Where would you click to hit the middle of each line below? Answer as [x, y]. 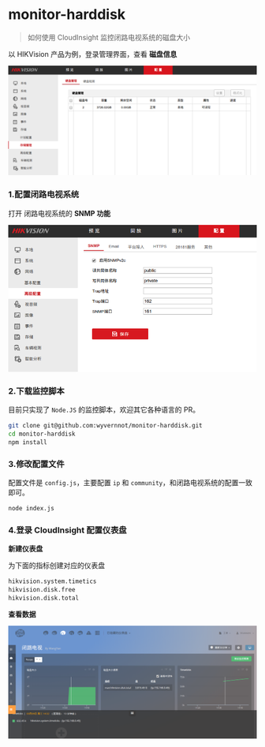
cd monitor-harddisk [42, 434]
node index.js [32, 508]
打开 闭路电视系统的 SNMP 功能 [60, 213]
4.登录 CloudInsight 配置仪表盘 [68, 530]
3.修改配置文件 [36, 464]
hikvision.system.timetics [52, 581]
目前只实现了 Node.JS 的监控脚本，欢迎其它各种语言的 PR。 [104, 409]
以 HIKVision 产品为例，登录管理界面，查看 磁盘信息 [93, 54]
